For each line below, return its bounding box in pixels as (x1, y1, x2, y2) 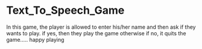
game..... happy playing (6, 36, 65, 43)
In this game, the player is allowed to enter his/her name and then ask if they (6, 23, 196, 30)
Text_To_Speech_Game (6, 4, 125, 17)
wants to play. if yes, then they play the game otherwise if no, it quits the (6, 29, 186, 36)
